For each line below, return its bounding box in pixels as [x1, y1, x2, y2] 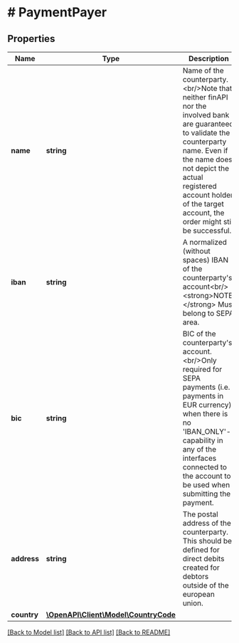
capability [182, 435, 216, 445]
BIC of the [182, 329, 216, 339]
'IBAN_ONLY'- [182, 427, 231, 436]
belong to [182, 309, 215, 318]
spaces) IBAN [182, 255, 229, 265]
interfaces [182, 453, 217, 463]
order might [182, 217, 222, 226]
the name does [182, 154, 233, 164]
